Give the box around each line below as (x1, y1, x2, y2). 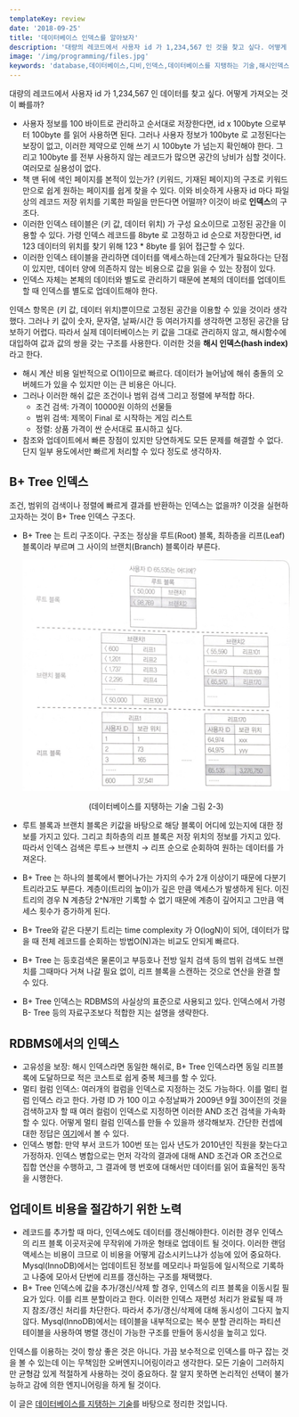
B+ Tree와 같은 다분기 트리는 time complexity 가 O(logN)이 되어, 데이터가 (21, 925, 280, 935)
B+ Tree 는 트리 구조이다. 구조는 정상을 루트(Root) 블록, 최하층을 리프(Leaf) (21, 530, 286, 540)
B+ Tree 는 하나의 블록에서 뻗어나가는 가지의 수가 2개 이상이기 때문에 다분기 (21, 872, 287, 883)
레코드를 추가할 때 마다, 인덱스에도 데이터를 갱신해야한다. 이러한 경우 (21, 1226, 260, 1237)
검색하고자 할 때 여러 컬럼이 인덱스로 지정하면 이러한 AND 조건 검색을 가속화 (21, 1106, 287, 1116)
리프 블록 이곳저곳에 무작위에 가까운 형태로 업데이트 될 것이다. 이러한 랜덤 (31, 1238, 287, 1248)
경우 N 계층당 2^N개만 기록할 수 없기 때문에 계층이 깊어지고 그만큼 (45, 894, 275, 905)
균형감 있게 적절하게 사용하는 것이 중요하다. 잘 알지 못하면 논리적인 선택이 (18, 1368, 273, 1379)
